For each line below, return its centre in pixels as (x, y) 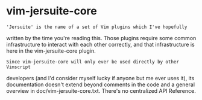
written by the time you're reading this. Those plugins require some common (101, 38)
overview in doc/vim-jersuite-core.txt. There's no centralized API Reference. (101, 90)
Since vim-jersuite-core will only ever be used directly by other (93, 62)
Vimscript (19, 67)
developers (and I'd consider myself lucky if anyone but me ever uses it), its (100, 78)
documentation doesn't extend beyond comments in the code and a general (100, 84)
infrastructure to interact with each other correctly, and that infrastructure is (100, 44)
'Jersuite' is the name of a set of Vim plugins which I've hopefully (97, 27)
